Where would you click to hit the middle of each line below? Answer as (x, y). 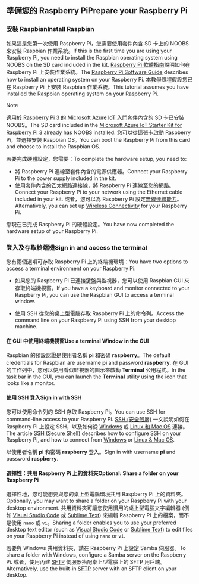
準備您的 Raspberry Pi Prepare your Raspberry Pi (97, 11)
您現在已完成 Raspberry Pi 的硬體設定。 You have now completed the (90, 224)
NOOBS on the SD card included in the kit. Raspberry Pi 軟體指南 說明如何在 (98, 64)
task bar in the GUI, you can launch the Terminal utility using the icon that (97, 377)
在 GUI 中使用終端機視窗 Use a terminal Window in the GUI (78, 341)
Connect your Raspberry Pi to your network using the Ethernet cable (99, 192)
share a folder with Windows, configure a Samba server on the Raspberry (96, 555)
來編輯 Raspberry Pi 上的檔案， (141, 515)
